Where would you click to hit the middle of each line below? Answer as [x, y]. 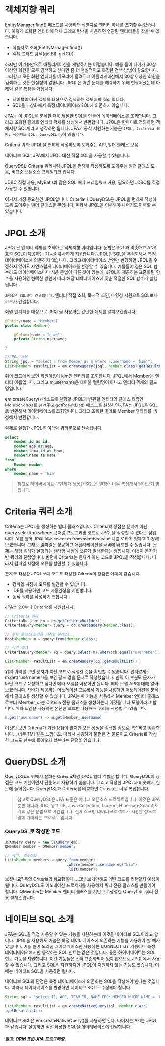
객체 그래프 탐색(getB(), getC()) [43, 53]
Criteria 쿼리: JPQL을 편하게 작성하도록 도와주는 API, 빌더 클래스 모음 [72, 145]
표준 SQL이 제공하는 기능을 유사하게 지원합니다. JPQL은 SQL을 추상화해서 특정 [81, 254]
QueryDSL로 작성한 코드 [33, 832]
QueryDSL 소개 [36, 761]
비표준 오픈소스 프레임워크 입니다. [44, 172]
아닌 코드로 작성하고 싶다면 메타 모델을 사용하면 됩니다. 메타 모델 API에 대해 [77, 683]
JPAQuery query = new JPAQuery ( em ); [42, 842]
